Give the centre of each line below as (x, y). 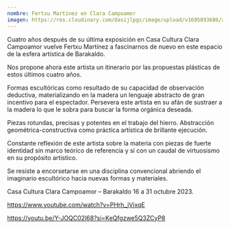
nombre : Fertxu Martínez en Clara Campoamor (72, 13)
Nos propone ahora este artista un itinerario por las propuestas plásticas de (114, 67)
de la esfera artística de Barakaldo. (56, 54)
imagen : (18, 20)
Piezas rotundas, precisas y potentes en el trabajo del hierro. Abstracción (111, 122)
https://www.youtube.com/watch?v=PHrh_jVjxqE (76, 204)
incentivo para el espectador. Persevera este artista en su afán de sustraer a (115, 102)
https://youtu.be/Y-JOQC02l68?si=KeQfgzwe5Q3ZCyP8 (86, 218)
